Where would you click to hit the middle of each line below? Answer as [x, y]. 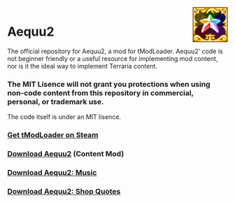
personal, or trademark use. [56, 101]
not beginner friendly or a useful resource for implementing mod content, [113, 58]
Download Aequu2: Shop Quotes [64, 191]
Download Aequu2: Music [52, 173]
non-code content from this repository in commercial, [100, 92]
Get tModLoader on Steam [53, 135]
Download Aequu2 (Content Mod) [66, 154]
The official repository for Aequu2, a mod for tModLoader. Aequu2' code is [115, 51]
